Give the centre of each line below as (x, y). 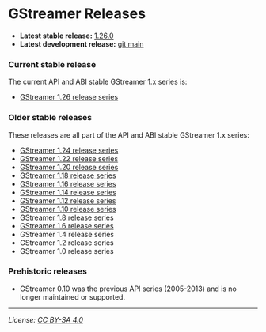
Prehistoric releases (47, 271)
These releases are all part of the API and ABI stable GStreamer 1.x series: (129, 134)
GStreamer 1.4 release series (67, 234)
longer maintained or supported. (72, 296)
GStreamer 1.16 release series (68, 183)
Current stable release (52, 64)
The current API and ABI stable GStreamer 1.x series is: (98, 82)
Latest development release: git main (82, 43)
